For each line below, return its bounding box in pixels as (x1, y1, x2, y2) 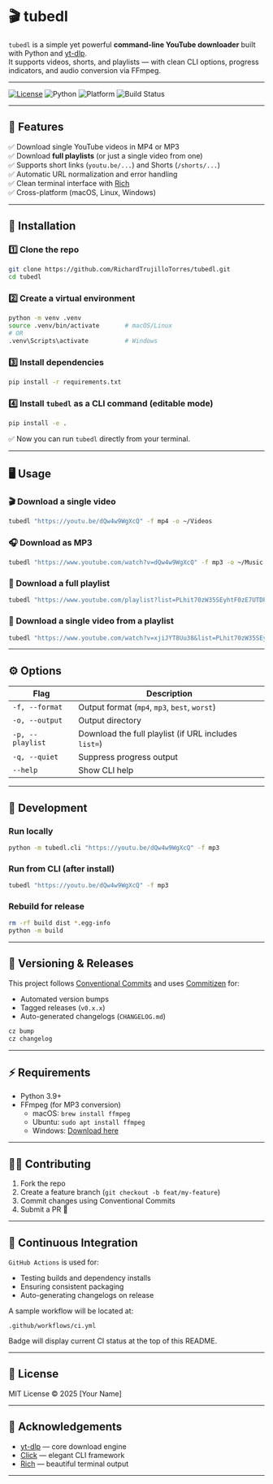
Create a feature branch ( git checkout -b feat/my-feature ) (19, 1187, 221, 1197)
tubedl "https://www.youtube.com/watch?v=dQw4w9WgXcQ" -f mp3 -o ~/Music (8, 558, 264, 566)
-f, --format (12, 703, 63, 712)
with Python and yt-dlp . (8, 48, 88, 58)
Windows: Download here (32, 1126, 119, 1135)
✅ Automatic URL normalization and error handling (8, 169, 178, 179)
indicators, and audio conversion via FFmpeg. (8, 65, 161, 75)
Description (145, 688, 193, 700)
